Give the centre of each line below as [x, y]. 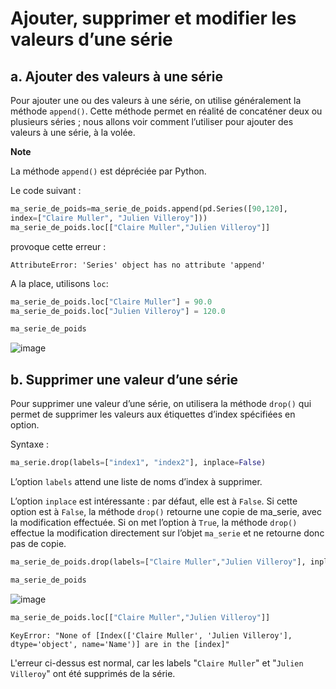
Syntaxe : [30, 444]
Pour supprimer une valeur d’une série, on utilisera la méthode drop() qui [161, 404]
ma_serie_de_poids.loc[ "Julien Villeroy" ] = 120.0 [118, 311]
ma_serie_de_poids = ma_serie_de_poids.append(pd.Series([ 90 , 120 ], [149, 209]
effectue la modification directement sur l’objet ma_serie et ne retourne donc [167, 533]
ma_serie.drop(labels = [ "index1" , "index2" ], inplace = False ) [138, 463]
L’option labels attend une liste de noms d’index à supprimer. [136, 481]
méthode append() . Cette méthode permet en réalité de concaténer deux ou [166, 111]
